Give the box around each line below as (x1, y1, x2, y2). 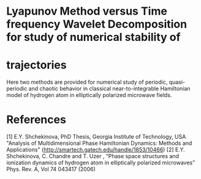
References (6, 113, 66, 126)
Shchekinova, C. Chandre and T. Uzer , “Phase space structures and (6, 153, 180, 160)
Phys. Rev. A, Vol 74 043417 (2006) (6, 166, 96, 173)
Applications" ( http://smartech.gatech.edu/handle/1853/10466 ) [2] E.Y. (6, 146, 185, 153)
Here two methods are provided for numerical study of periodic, (6, 78, 168, 86)
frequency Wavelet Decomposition (6, 17, 188, 31)
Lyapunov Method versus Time (6, 4, 167, 18)
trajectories (6, 58, 67, 72)
